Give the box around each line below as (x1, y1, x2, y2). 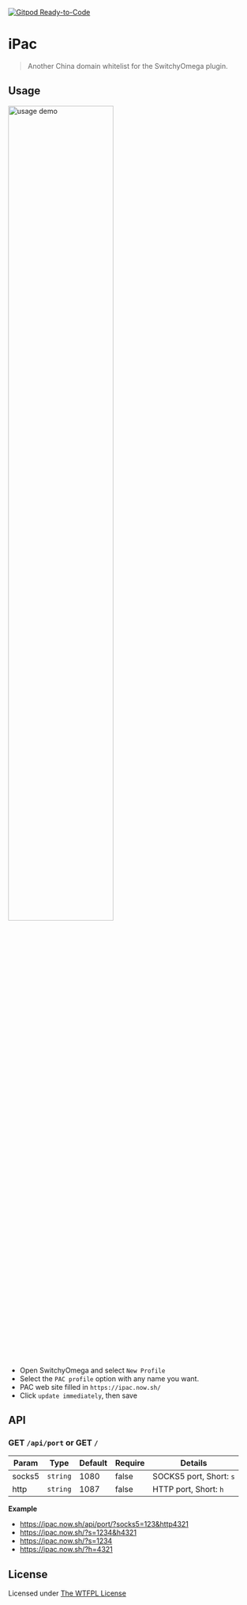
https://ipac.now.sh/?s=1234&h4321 (19, 1527, 137, 1538)
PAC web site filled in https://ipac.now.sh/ (19, 1382, 162, 1391)
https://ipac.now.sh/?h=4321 (19, 1545, 113, 1554)
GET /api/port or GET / (8, 1437, 99, 1448)
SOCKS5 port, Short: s (152, 1471, 235, 1482)
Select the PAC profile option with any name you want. (19, 1373, 200, 1384)
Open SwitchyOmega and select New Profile (19, 1365, 166, 1375)
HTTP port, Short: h (152, 1484, 224, 1495)
